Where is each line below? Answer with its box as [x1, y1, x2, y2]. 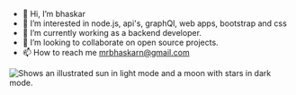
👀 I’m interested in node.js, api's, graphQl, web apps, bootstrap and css [22, 18, 288, 29]
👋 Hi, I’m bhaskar [22, 9, 85, 19]
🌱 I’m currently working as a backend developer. [22, 28, 202, 38]
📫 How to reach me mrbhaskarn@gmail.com [22, 47, 191, 57]
